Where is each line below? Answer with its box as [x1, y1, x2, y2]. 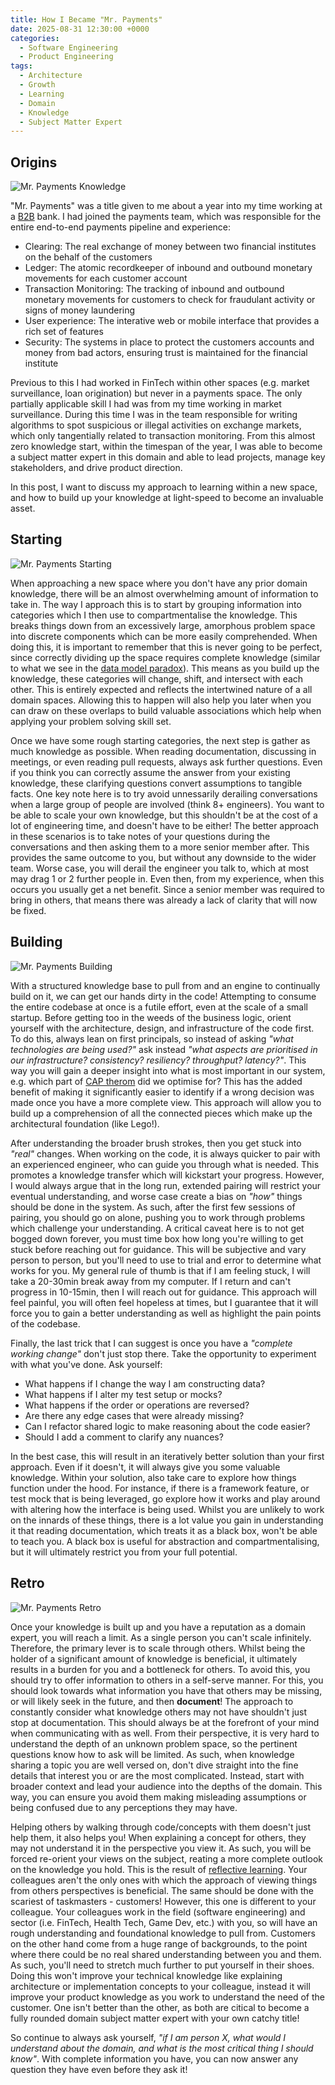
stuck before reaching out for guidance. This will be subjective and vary [10, 1243, 307, 1255]
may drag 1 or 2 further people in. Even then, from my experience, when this [10, 872, 325, 885]
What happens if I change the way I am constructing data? [24, 1377, 266, 1390]
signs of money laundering [24, 304, 136, 316]
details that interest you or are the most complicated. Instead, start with [10, 1769, 305, 1781]
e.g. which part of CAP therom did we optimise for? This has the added [10, 1075, 303, 1087]
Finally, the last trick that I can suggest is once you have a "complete [10, 1337, 293, 1349]
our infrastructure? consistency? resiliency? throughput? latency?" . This [10, 1054, 307, 1066]
